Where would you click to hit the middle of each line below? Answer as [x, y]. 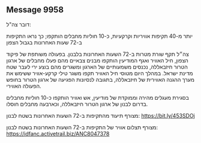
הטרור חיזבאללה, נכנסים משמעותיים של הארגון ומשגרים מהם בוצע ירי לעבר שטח [97, 67]
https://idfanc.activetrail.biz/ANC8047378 [58, 133]
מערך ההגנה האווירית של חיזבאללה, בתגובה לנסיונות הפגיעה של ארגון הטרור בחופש [100, 79]
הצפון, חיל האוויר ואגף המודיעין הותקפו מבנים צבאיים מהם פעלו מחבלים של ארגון [97, 60]
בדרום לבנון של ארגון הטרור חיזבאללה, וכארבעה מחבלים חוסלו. [77, 104]
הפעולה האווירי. [24, 86]
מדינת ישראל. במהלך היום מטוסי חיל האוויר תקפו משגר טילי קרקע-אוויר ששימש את [100, 73]
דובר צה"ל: [19, 24]
